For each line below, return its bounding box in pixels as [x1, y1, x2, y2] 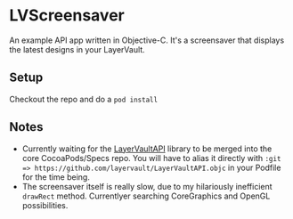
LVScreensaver [9, 5, 125, 26]
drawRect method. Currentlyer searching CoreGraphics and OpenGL [21, 191, 271, 201]
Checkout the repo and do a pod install [9, 93, 159, 104]
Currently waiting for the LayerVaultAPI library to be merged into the [21, 143, 273, 154]
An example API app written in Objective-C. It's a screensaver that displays [9, 35, 285, 45]
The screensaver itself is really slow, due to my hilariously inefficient [21, 181, 273, 191]
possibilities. [21, 199, 69, 210]
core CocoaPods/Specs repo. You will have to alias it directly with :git [21, 152, 281, 163]
